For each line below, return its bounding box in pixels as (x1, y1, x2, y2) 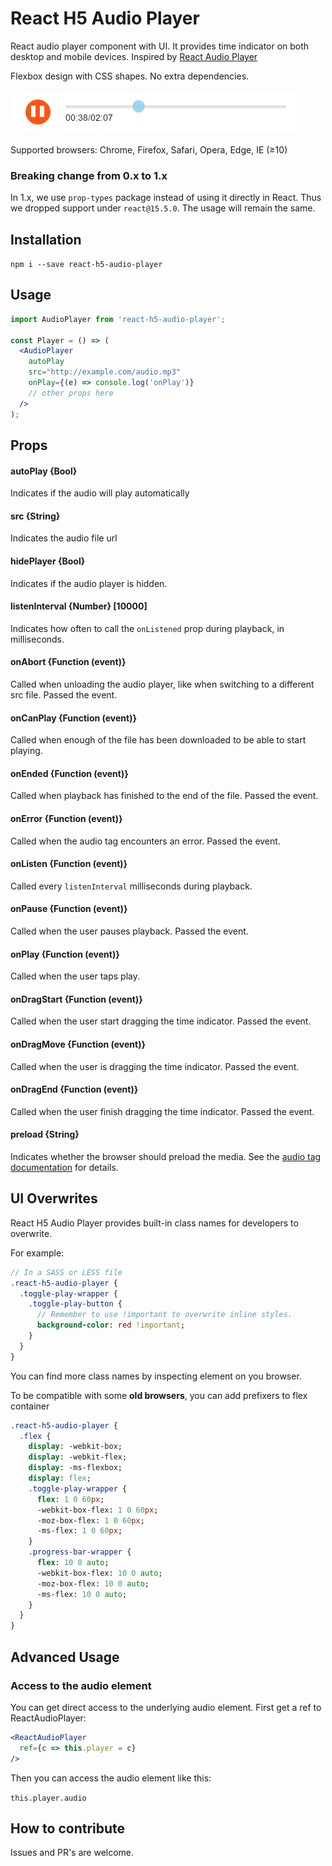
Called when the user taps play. (10, 970, 140, 982)
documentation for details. (10, 1162, 119, 1174)
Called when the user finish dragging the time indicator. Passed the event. (10, 1105, 315, 1117)
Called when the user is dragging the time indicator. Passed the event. (10, 1060, 300, 1072)
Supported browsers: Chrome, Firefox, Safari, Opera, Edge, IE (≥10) (10, 143, 288, 156)
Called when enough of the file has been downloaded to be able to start (10, 734, 307, 746)
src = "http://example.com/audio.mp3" (28, 367, 182, 377)
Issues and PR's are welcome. (10, 1847, 135, 1859)
